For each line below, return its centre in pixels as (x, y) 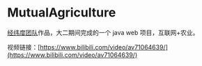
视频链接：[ (24, 47)
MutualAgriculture (62, 13)
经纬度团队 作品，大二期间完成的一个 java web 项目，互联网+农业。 (103, 32)
